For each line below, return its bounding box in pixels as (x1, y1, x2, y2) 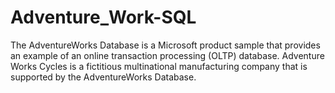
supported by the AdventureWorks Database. (10, 71, 197, 83)
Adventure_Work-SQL (10, 6, 197, 29)
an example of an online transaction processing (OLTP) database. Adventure (10, 49, 325, 61)
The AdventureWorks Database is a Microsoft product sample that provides (10, 39, 321, 51)
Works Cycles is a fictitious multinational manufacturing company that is (10, 60, 308, 72)
